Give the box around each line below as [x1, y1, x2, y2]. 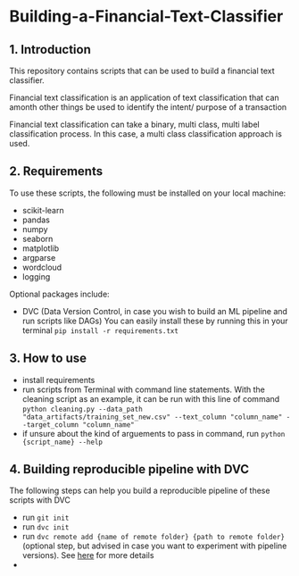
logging [21, 271, 51, 282]
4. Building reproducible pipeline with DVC [9, 462, 250, 477]
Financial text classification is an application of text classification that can [9, 92, 279, 103]
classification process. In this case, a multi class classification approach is [9, 129, 283, 139]
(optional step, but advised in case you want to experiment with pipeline [21, 540, 287, 551]
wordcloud [21, 262, 62, 272]
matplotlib [21, 243, 60, 254]
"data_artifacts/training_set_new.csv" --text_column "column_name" [21, 413, 283, 422]
